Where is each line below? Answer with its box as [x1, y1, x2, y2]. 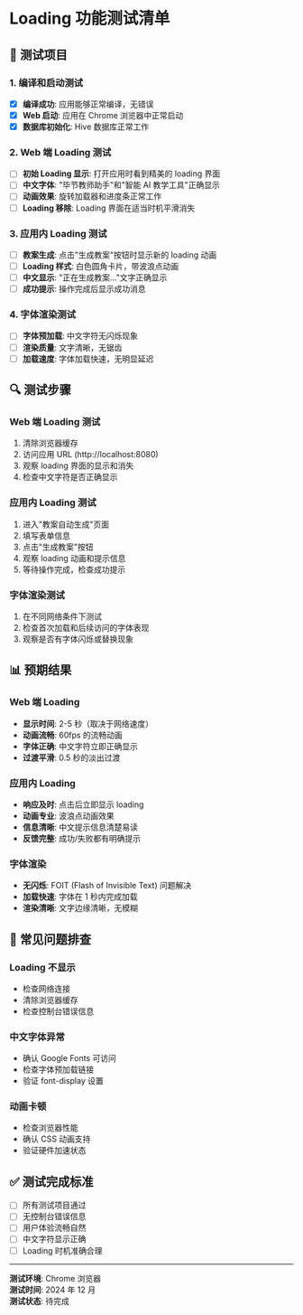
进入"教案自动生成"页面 [22, 519, 110, 530]
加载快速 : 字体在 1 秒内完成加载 [22, 891, 138, 902]
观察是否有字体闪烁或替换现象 [22, 634, 133, 644]
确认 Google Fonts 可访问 [22, 1053, 117, 1064]
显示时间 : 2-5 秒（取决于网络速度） [22, 718, 153, 728]
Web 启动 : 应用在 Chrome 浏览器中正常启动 [22, 109, 184, 120]
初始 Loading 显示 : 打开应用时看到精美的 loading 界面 [22, 168, 221, 179]
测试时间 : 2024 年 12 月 [9, 1284, 96, 1295]
